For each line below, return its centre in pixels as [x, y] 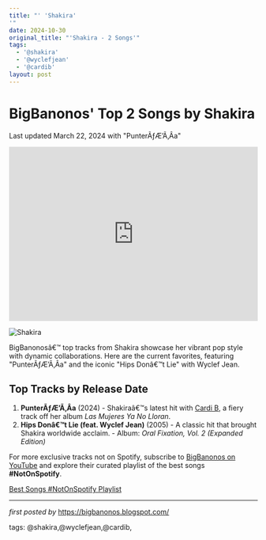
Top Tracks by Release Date [79, 389]
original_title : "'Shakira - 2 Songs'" [75, 38]
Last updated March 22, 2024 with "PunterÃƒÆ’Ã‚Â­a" [95, 135]
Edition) [33, 442]
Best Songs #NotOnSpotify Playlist [65, 489]
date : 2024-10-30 [37, 30]
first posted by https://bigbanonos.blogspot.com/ [89, 512]
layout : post [30, 74]
